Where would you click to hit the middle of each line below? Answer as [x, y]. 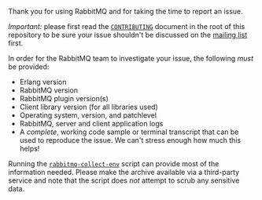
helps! [30, 149]
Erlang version [43, 82]
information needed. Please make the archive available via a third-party [124, 172]
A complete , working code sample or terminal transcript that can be [129, 132]
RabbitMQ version [49, 90]
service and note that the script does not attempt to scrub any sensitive [124, 180]
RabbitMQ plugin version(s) [64, 98]
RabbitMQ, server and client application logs [91, 124]
